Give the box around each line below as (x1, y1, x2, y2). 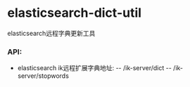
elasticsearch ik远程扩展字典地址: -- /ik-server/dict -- (17, 64, 172, 72)
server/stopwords (17, 72, 69, 80)
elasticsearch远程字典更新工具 (7, 29, 96, 37)
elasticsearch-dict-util (7, 5, 142, 21)
